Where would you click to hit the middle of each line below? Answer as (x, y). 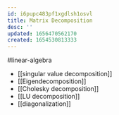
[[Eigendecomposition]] (52, 81)
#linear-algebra (30, 60)
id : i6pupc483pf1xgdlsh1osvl (50, 14)
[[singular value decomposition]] (65, 74)
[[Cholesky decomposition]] (58, 89)
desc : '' (20, 27)
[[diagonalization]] (44, 104)
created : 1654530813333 (42, 40)
